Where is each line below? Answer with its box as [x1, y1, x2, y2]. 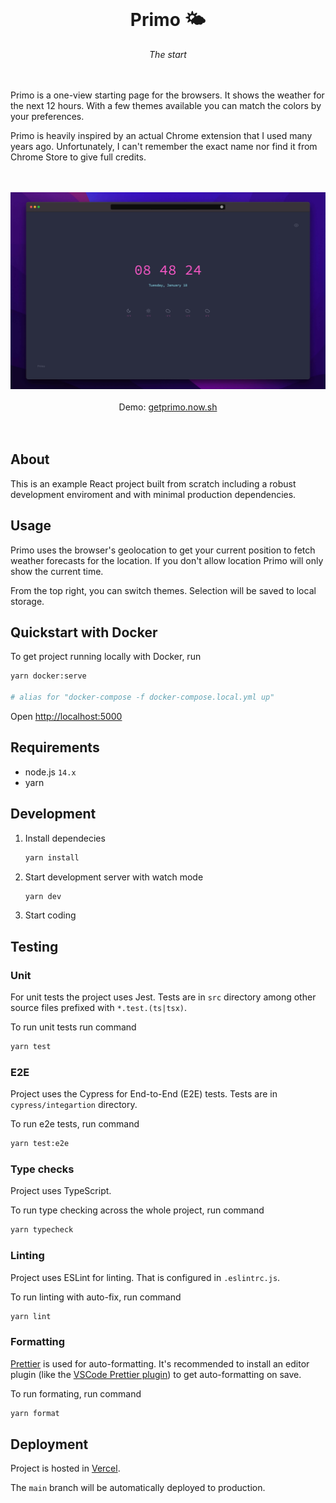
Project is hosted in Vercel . [10, 1462, 121, 1475]
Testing [10, 938, 59, 955]
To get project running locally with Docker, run [10, 651, 202, 663]
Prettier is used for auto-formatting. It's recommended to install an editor [10, 1357, 310, 1370]
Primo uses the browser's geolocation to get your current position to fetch [10, 544, 316, 556]
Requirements [10, 739, 100, 756]
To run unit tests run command [10, 1021, 137, 1033]
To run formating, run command [10, 1387, 142, 1400]
